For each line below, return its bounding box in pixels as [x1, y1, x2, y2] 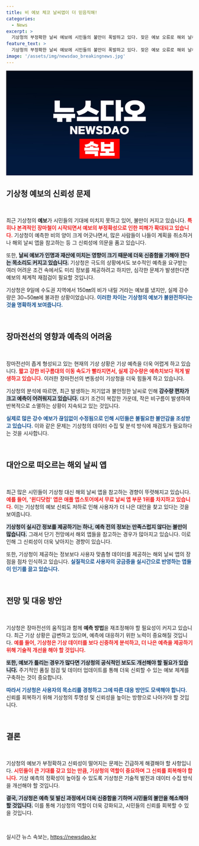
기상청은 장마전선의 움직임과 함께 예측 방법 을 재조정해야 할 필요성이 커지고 [6, 624, 176, 631]
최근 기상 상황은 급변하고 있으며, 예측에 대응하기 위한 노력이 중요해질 [14, 631, 172, 639]
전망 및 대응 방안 [6, 596, 62, 606]
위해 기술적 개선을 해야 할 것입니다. [6, 646, 86, 654]
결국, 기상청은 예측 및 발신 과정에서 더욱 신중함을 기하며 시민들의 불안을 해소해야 [6, 794, 188, 802]
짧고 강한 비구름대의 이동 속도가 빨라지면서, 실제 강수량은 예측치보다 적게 [18, 367, 184, 374]
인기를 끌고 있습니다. [12, 565, 60, 572]
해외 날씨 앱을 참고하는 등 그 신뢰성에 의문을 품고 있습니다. [12, 239, 147, 246]
